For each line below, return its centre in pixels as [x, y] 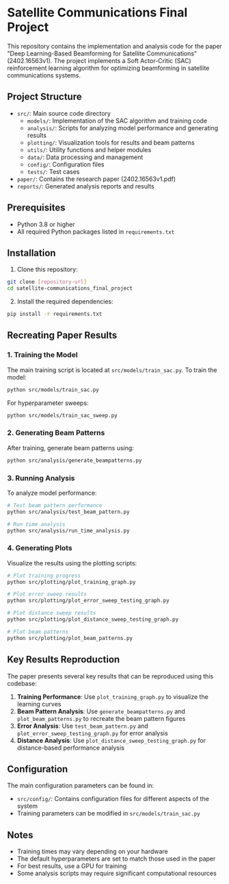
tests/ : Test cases [53, 171]
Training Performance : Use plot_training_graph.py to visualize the [112, 696]
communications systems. [44, 75]
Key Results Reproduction [64, 660]
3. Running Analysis [41, 478]
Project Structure [44, 97]
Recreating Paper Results [62, 335]
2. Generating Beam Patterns [56, 433]
